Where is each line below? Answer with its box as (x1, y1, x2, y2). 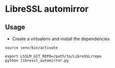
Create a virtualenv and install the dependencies (12, 36, 110, 42)
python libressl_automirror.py (5, 58, 69, 63)
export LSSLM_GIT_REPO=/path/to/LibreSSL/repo (5, 54, 102, 59)
